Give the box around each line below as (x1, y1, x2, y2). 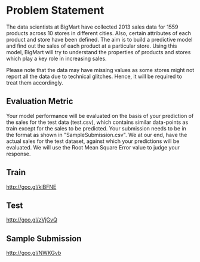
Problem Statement (6, 4, 104, 17)
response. (6, 150, 31, 157)
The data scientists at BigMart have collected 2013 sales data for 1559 (6, 23, 179, 30)
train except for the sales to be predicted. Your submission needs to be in (6, 124, 187, 132)
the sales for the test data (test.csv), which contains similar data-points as (6, 118, 189, 126)
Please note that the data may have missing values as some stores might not (6, 66, 195, 73)
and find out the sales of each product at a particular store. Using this (6, 42, 177, 49)
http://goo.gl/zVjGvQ (6, 216, 58, 223)
